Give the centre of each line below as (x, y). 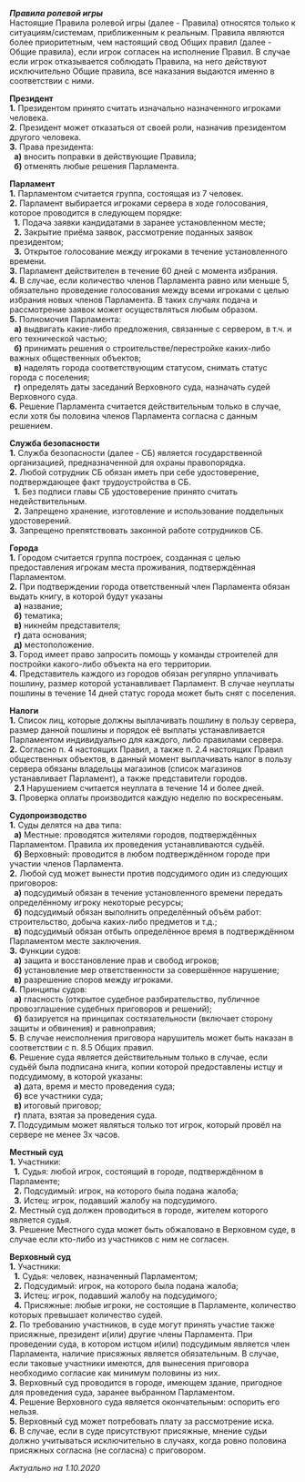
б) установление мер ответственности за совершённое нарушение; (146, 970)
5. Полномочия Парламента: (65, 319)
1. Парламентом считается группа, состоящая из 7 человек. (127, 193)
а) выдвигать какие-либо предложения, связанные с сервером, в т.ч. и (152, 329)
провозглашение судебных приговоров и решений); (111, 1009)
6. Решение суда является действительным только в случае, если (139, 1057)
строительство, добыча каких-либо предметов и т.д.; (113, 922)
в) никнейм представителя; (67, 625)
